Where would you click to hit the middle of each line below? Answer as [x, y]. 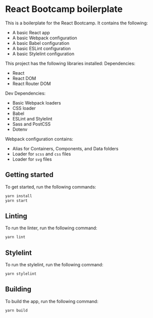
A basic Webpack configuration [45, 38]
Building [18, 289]
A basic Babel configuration [41, 43]
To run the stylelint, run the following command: [54, 265]
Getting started [29, 175]
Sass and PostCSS [31, 124]
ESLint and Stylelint [32, 118]
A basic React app [31, 32]
